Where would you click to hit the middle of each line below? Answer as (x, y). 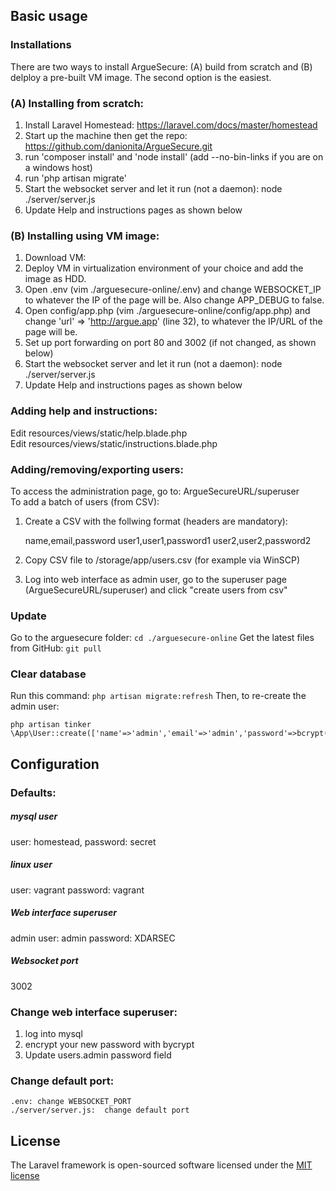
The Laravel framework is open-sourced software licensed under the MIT (161, 1165)
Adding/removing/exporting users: (97, 469)
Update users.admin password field (98, 1055)
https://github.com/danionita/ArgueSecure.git (118, 146)
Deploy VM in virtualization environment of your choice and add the (164, 268)
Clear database (48, 674)
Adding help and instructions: (84, 411)
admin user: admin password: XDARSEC (93, 938)
